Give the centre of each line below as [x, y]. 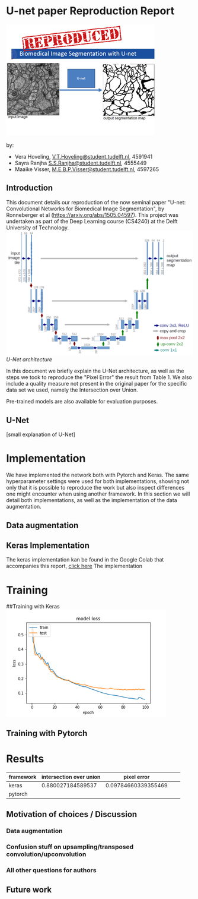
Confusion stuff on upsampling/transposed [70, 847]
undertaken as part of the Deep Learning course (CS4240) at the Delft [92, 221]
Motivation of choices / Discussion [72, 814]
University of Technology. [38, 228]
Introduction [30, 188]
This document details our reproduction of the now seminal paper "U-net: [96, 202]
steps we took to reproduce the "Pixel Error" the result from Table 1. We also [99, 377]
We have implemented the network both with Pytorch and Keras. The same [98, 475]
